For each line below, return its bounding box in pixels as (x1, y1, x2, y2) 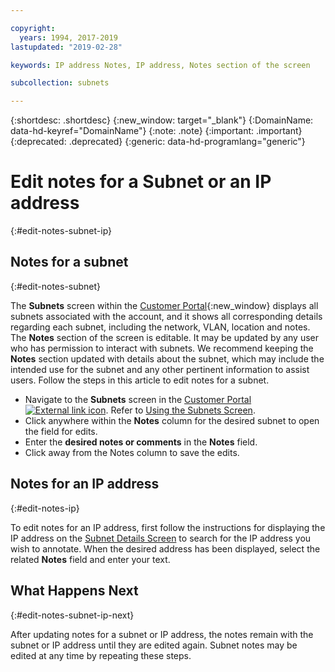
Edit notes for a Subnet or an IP (10, 171, 272, 193)
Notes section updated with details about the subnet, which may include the (10, 352, 325, 365)
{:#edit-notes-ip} (10, 502, 80, 514)
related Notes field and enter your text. (10, 553, 171, 565)
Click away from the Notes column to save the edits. (24, 446, 240, 458)
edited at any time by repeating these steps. (10, 649, 192, 661)
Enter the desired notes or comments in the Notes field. (24, 436, 258, 448)
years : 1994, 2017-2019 (19, 32, 118, 43)
